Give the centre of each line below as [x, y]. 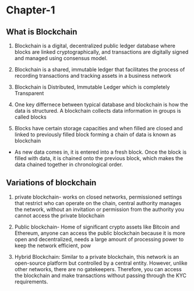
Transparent [29, 93]
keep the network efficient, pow [53, 245]
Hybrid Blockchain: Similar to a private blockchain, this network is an [97, 257]
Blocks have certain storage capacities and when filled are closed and [98, 128]
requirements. [31, 282]
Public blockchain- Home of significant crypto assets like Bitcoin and [97, 227]
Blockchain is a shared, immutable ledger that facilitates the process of [100, 70]
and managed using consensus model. [61, 58]
